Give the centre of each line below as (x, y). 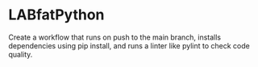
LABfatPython (56, 15)
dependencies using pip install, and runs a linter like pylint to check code (129, 45)
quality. (21, 54)
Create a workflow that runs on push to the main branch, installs (115, 37)
